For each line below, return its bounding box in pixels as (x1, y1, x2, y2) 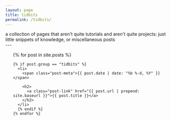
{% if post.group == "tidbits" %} (12, 62, 87, 67)
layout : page (5, 7, 33, 13)
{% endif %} (17, 107, 43, 112)
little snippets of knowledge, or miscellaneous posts (5, 36, 116, 43)
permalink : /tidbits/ (5, 17, 52, 22)
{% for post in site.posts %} (12, 52, 72, 58)
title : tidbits (5, 12, 38, 17)
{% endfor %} (12, 111, 41, 116)
